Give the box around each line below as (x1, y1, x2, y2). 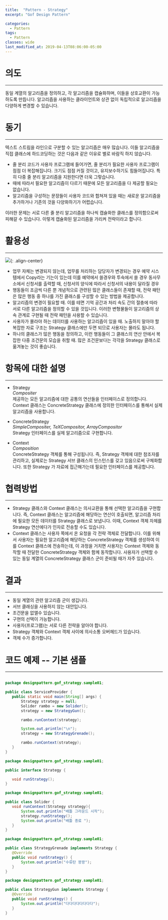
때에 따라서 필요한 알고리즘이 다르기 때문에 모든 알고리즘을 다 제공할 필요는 (12, 180, 158, 186)
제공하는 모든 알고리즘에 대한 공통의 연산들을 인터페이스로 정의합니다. (12, 395, 147, 402)
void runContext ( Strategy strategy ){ (11, 804, 91, 809)
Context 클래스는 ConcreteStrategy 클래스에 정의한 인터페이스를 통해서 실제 (12, 402, 162, 408)
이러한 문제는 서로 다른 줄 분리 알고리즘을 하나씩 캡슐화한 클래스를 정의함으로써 (5, 210, 159, 216)
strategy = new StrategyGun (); (20, 708, 86, 713)
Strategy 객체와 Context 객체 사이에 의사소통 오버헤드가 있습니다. (12, 629, 141, 635)
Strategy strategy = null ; (20, 699, 77, 704)
